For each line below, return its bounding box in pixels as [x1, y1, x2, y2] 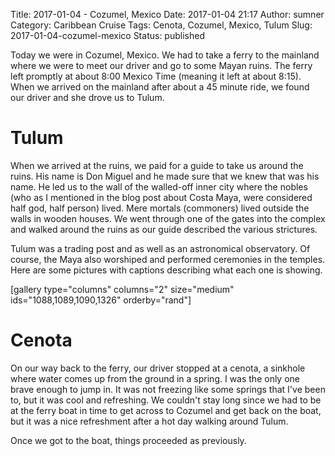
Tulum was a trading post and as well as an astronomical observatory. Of [10, 242, 311, 254]
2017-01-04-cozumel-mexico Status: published [10, 30, 205, 41]
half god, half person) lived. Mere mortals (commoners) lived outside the [10, 202, 310, 214]
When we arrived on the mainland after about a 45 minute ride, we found [10, 81, 310, 93]
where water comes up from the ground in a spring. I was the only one [10, 372, 300, 384]
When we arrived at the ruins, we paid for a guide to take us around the [10, 159, 304, 171]
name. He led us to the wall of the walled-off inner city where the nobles [10, 180, 308, 193]
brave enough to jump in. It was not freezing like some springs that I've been [10, 383, 326, 395]
